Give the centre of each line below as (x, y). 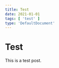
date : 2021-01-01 (22, 14)
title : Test (17, 9)
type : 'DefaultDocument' (30, 23)
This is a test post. (23, 61)
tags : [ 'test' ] (22, 18)
